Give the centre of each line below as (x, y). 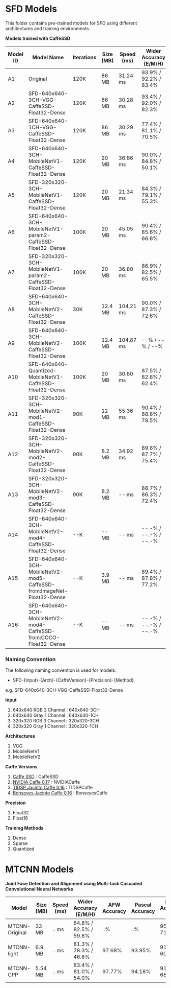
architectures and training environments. (48, 28)
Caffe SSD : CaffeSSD (36, 777)
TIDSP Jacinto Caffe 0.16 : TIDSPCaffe (53, 788)
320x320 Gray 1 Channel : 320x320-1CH (55, 726)
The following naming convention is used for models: (61, 670)
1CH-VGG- (42, 127)
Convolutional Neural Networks (39, 889)
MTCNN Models (39, 869)
